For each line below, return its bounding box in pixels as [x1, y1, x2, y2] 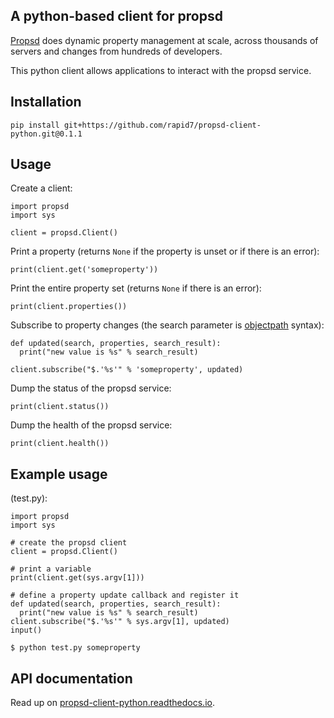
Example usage [10, 465, 108, 483]
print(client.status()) [10, 402, 110, 412]
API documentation [10, 670, 133, 687]
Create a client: [10, 182, 73, 194]
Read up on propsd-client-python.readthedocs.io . [10, 697, 215, 709]
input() [10, 625, 43, 636]
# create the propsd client [10, 538, 128, 548]
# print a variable [10, 564, 92, 574]
